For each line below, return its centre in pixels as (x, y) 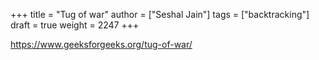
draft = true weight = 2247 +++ (75, 25)
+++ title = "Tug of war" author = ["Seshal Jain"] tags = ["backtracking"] (160, 14)
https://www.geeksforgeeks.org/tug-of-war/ (101, 44)
